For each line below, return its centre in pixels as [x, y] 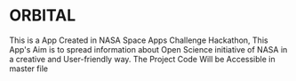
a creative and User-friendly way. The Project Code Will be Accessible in [142, 59]
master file [29, 69]
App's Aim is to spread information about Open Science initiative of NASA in [148, 49]
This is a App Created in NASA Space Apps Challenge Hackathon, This [139, 40]
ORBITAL [43, 16]
